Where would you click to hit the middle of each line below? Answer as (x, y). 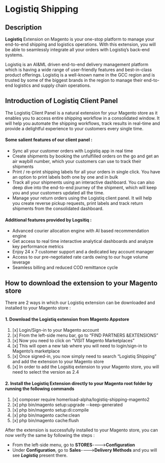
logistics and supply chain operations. (52, 85)
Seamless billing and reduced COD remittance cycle (65, 268)
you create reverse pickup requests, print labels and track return (78, 203)
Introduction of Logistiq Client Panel (62, 101)
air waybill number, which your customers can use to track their (77, 161)
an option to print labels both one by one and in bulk (65, 177)
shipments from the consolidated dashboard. (58, 209)
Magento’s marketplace (36, 351)
